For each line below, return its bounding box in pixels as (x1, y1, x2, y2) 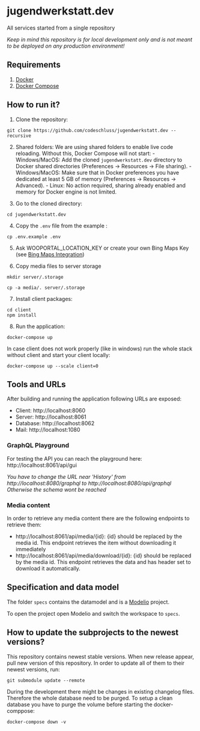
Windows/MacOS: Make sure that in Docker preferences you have (15, 169, 180, 176)
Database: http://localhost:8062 (15, 420, 95, 427)
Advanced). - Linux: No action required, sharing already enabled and (15, 182, 186, 189)
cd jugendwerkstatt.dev (7, 211, 67, 218)
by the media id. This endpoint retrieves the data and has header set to (15, 558, 191, 565)
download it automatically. (15, 565, 80, 572)
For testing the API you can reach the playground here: (7, 455, 143, 462)
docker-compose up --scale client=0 (7, 363, 98, 369)
